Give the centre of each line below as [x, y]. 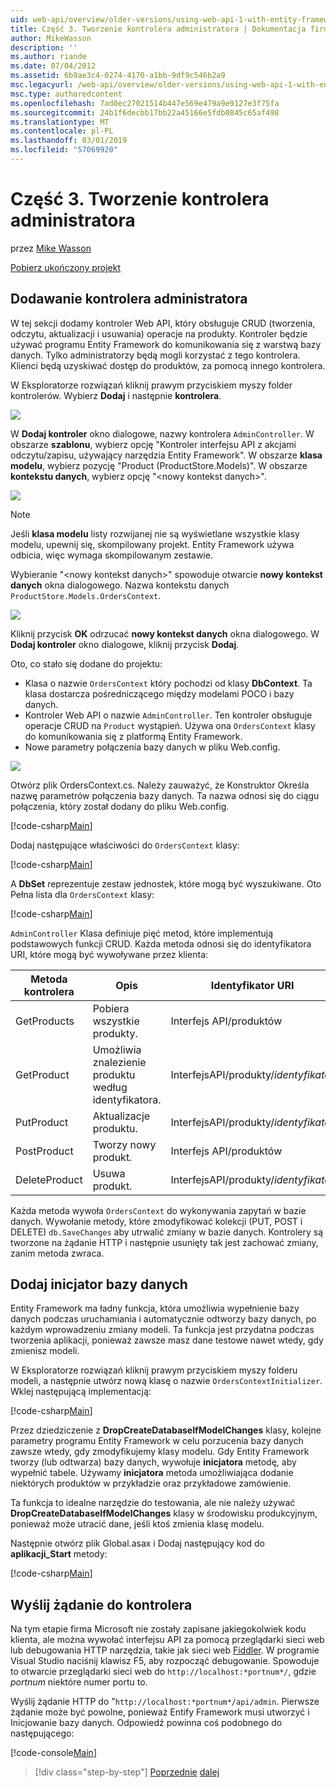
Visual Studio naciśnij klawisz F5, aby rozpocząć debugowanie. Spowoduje [165, 1661]
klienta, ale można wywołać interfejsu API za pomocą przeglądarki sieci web [167, 1640]
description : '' [44, 47]
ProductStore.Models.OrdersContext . [86, 595]
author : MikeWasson [51, 38]
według [110, 1087]
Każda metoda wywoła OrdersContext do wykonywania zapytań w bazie [158, 1210]
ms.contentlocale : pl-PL [62, 131]
